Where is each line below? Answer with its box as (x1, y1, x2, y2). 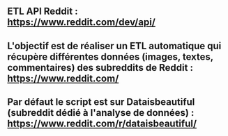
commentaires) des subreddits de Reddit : (7, 62, 194, 74)
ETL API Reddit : (7, 6, 78, 17)
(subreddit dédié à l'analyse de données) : (7, 107, 195, 119)
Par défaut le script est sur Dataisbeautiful (7, 96, 195, 108)
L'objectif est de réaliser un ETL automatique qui (7, 40, 222, 51)
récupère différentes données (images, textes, (7, 51, 214, 62)
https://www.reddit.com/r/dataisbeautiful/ (7, 118, 197, 130)
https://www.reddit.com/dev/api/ (7, 17, 155, 28)
